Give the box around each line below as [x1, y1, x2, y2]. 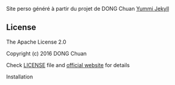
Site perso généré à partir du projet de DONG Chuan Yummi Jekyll [6, 5, 169, 12]
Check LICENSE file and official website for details [6, 61, 130, 68]
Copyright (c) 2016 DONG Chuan [6, 50, 87, 57]
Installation [6, 73, 33, 80]
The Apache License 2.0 [6, 38, 67, 45]
